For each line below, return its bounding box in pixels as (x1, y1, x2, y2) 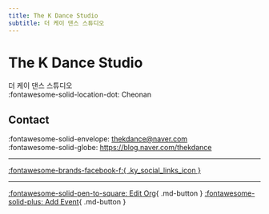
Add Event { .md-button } (45, 197, 126, 207)
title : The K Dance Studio (8, 11, 98, 20)
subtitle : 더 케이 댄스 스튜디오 (8, 19, 105, 27)
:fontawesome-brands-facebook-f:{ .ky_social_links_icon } (8, 165, 202, 176)
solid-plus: (8, 197, 44, 207)
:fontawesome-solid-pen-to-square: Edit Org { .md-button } (8, 188, 203, 198)
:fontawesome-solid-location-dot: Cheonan (8, 89, 152, 100)
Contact (8, 113, 50, 126)
